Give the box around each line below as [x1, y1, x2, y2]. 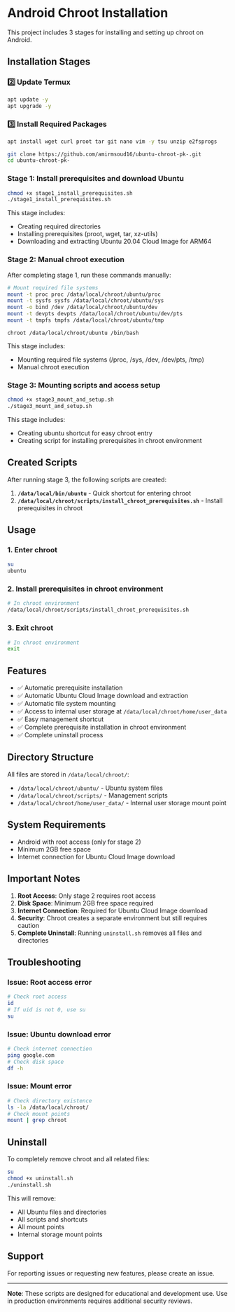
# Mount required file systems [7, 284, 99, 292]
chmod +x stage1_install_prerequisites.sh [7, 189, 133, 197]
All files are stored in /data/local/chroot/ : [7, 770, 129, 779]
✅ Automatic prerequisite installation [17, 683, 123, 692]
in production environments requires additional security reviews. [7, 1297, 193, 1305]
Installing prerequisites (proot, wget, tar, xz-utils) [17, 230, 159, 238]
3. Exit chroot [7, 623, 54, 633]
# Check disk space [7, 1058, 64, 1065]
